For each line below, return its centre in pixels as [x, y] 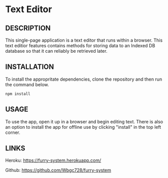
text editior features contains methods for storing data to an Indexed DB [80, 46]
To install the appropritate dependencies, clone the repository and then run [84, 79]
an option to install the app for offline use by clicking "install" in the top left [83, 127]
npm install [18, 94]
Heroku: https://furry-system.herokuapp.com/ [53, 160]
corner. [13, 132]
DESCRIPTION [28, 28]
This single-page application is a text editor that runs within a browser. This [84, 40]
